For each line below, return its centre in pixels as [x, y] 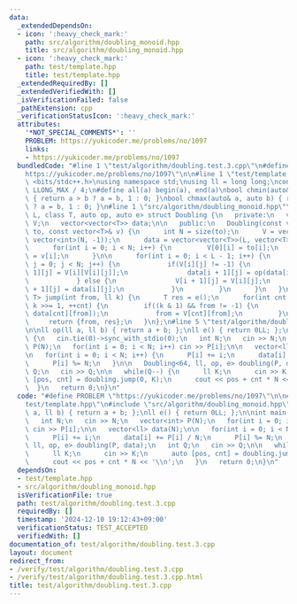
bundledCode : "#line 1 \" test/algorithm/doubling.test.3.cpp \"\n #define [154, 166]
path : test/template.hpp [71, 67]
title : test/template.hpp [73, 75]
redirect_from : [37, 561]
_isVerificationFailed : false [72, 100]
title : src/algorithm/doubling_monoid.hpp [104, 50]
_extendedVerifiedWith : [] [67, 91]
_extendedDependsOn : [55, 26]
